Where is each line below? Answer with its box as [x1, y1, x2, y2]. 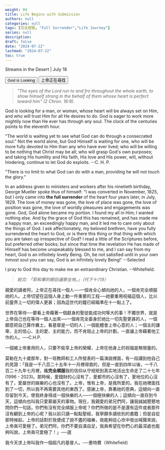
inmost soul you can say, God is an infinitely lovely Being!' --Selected [5, 257, 145, 263]
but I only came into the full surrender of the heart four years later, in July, [5, 194, 156, 200]
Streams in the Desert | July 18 [5, 66, 67, 72]
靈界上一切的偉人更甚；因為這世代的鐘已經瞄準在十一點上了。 [9, 299, 134, 305]
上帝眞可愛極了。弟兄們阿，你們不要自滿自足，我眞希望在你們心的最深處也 [5, 423, 156, 429]
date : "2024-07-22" [5, 44, 45, 49]
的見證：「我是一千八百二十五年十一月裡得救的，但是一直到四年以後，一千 [5, 361, 154, 367]
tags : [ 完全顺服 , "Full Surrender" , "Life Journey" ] [5, 26, 110, 31]
